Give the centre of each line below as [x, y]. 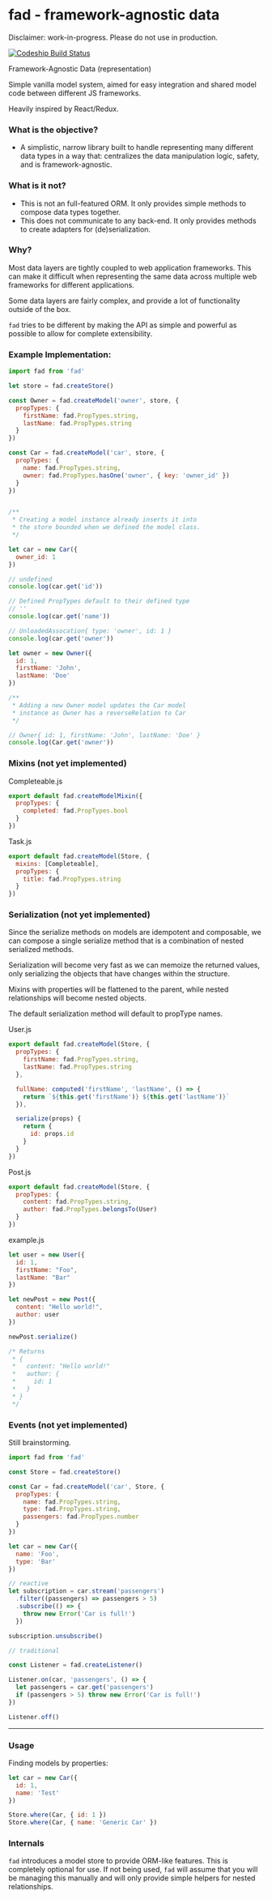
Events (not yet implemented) [68, 1425]
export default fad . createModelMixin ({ [76, 796]
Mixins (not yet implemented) [68, 763]
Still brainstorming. [40, 1443]
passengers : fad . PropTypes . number [81, 1517]
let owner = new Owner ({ [50, 653]
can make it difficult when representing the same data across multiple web [133, 276]
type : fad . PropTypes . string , [72, 1509]
